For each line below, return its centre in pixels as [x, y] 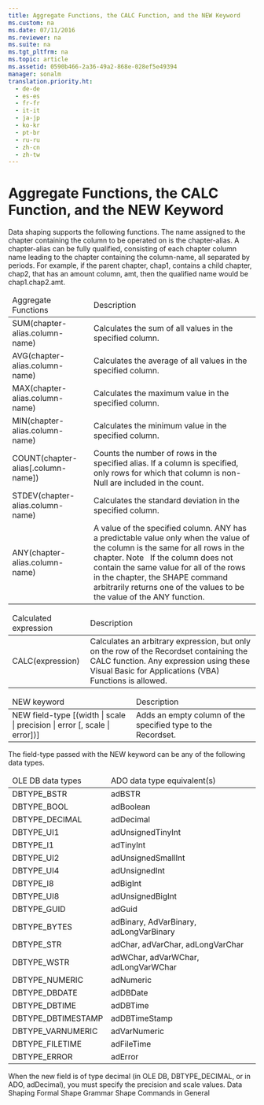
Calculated [32, 618]
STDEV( [27, 495]
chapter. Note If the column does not [163, 558]
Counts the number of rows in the [155, 454]
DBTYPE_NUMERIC [48, 980]
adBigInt [126, 884]
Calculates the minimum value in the [160, 426]
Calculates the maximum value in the [161, 393]
